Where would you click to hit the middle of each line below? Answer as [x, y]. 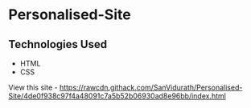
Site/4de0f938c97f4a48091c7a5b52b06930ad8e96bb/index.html [117, 96]
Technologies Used [58, 44]
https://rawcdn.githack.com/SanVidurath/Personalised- [151, 87]
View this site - [33, 87]
